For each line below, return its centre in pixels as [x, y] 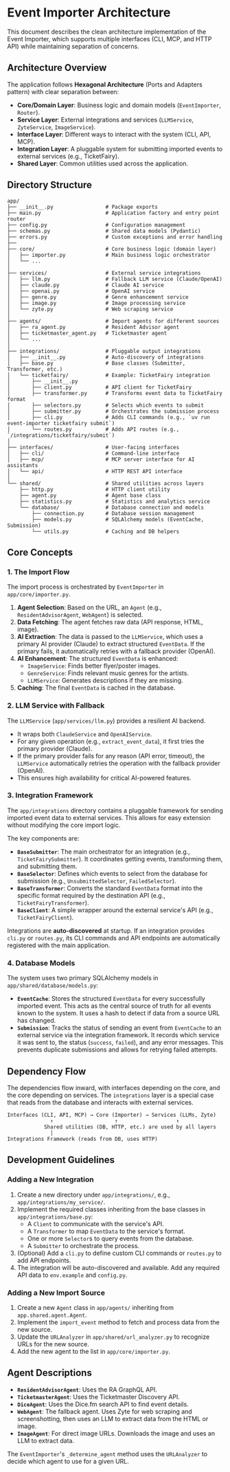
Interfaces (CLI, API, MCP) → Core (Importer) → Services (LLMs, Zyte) [112, 1115]
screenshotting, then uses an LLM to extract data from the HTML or [113, 1418]
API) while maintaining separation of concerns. [73, 46]
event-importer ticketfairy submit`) [61, 423]
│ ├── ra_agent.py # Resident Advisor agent [93, 327]
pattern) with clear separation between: [63, 91]
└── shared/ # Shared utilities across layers [106, 483]
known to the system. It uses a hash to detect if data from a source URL [118, 1013]
